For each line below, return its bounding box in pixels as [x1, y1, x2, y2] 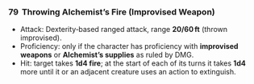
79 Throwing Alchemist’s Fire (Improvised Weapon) [8, 6, 215, 18]
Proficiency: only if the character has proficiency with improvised [19, 42, 239, 51]
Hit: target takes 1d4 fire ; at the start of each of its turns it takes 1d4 [19, 58, 246, 68]
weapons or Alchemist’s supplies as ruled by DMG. [19, 50, 194, 60]
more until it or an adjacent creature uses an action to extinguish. [19, 67, 236, 77]
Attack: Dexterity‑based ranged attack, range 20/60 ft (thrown [19, 25, 228, 34]
